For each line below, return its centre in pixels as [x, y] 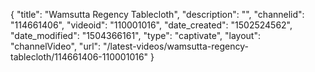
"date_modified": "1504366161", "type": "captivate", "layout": [135, 35]
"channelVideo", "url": [56, 46]
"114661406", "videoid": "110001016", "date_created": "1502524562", [151, 25]
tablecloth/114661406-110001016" [79, 57]
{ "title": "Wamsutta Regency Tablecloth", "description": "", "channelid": [157, 14]
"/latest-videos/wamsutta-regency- [176, 46]
